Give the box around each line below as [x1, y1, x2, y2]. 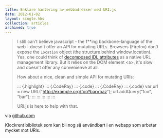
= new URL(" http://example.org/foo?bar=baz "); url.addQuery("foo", [17, 89, 152, 95]
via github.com [5, 113, 35, 118]
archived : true [5, 25, 36, 30]
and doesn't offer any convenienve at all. [17, 64, 99, 71]
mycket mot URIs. [5, 127, 40, 133]
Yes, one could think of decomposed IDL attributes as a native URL [17, 54, 151, 60]
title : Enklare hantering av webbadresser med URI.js [5, 7, 117, 12]
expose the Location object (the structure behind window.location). [17, 49, 152, 55]
